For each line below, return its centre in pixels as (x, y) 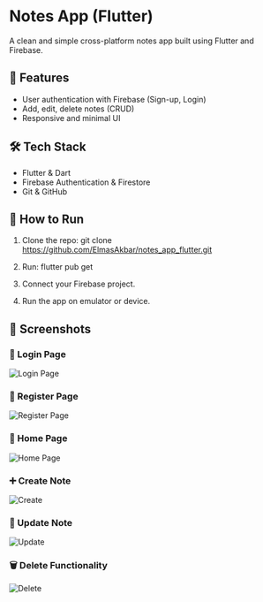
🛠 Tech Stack (48, 147)
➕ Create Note (40, 481)
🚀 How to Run (47, 219)
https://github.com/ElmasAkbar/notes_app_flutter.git (117, 250)
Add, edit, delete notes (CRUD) (78, 109)
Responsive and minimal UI (71, 118)
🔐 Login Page (38, 354)
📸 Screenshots (50, 329)
